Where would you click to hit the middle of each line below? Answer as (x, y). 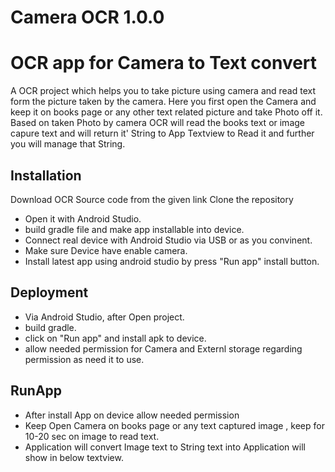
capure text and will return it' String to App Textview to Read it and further (162, 133)
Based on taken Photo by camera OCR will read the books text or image (157, 123)
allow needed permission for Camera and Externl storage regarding (163, 348)
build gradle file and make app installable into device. (134, 229)
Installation (46, 175)
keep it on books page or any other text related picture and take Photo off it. (166, 112)
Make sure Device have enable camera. (106, 250)
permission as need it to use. (84, 359)
